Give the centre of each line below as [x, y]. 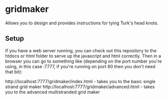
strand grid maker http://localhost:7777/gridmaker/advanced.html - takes [80, 87]
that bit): [14, 72]
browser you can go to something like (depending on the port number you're [83, 61]
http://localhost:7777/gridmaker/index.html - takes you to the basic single [80, 81]
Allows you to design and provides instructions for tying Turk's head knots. [82, 23]
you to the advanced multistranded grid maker [53, 92]
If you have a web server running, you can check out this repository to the [81, 50]
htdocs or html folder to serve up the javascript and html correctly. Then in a [83, 56]
